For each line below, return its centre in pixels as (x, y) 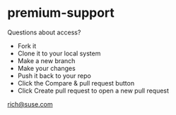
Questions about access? (44, 32)
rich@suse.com (30, 104)
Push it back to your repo (54, 76)
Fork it (27, 46)
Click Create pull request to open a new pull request (93, 90)
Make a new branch (46, 60)
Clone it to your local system (59, 53)
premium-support (61, 13)
